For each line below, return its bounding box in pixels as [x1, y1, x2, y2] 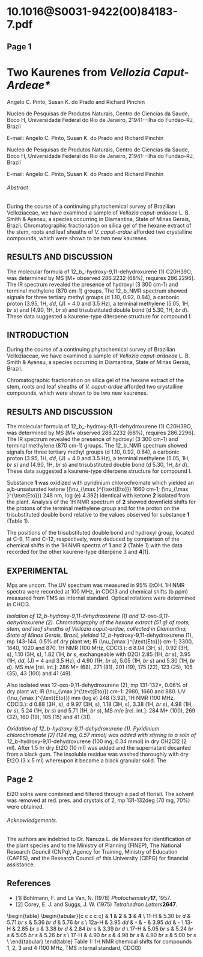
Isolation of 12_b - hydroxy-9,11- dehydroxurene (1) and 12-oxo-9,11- [7, 612, 171, 619]
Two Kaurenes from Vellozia [7, 65, 151, 79]
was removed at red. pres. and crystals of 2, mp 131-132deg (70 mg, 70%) [7, 797, 190, 804]
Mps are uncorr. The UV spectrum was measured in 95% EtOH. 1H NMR [7, 582, 185, 589]
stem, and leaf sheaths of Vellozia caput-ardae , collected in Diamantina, [7, 625, 187, 632]
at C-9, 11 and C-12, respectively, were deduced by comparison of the [7, 535, 180, 542]
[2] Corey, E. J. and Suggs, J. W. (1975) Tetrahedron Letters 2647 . [15, 901, 178, 908]
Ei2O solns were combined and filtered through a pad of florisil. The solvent [7, 790, 194, 797]
